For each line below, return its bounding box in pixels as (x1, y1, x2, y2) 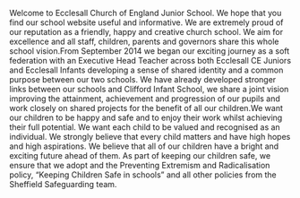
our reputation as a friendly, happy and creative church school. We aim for (9, 27, 284, 37)
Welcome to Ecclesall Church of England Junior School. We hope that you (9, 8, 282, 18)
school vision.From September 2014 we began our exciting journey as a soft (9, 46, 290, 56)
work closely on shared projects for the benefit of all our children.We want (9, 103, 284, 113)
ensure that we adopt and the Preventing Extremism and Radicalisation (9, 160, 270, 170)
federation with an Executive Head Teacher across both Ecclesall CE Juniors (9, 56, 292, 65)
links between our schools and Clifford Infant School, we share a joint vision (9, 84, 289, 94)
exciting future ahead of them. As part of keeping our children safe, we (9, 151, 271, 160)
